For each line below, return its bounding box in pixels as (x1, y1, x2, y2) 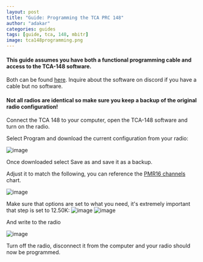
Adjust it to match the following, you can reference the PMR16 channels (6, 170, 186, 177)
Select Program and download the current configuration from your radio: (6, 135, 189, 142)
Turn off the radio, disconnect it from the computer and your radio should (6, 242, 191, 250)
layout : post (6, 9, 40, 15)
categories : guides (6, 26, 56, 32)
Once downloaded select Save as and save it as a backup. (6, 158, 153, 166)
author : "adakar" (6, 20, 51, 26)
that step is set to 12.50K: (6, 207, 70, 214)
